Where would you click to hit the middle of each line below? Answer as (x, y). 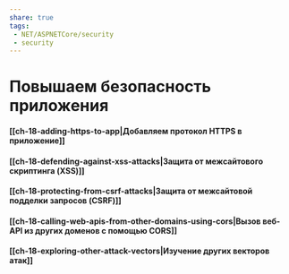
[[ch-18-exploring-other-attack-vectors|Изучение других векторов (140, 251)
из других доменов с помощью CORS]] (100, 230)
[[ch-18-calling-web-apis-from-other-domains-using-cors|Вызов (135, 221)
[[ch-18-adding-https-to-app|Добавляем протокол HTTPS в (126, 132)
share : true (31, 17)
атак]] (21, 261)
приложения (59, 106)
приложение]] (37, 141)
